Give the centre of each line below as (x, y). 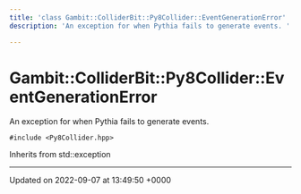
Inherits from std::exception (60, 155)
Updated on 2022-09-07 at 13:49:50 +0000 (90, 181)
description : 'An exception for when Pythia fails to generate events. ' (150, 26)
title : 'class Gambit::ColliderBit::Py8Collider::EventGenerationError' (148, 17)
